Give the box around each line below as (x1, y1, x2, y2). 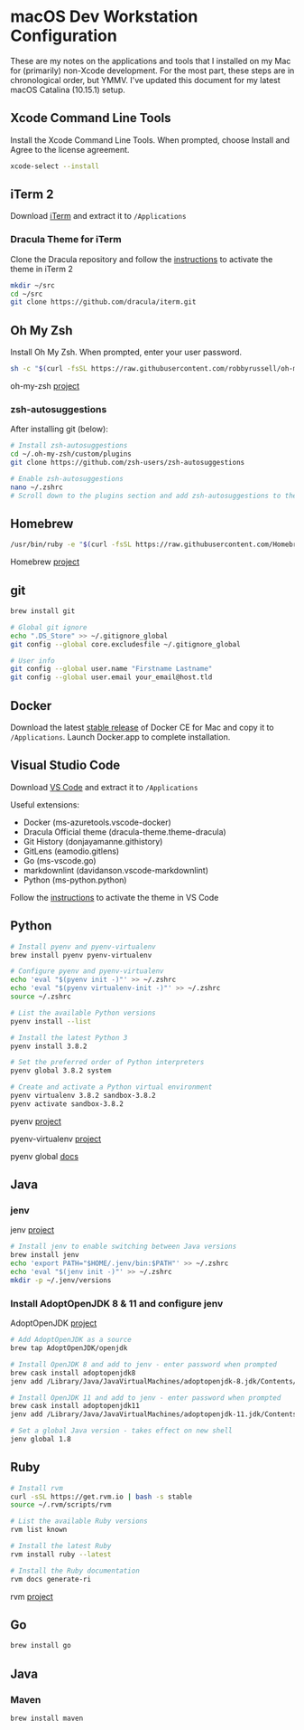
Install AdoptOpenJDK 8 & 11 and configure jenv (10, 1297, 224, 1309)
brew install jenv (10, 1251, 79, 1260)
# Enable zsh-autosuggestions (10, 474, 124, 483)
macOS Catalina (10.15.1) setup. (10, 84, 125, 95)
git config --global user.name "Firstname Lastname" (10, 665, 213, 674)
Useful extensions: (10, 799, 80, 810)
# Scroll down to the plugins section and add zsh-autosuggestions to (10, 491, 281, 500)
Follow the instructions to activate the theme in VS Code (10, 892, 219, 903)
